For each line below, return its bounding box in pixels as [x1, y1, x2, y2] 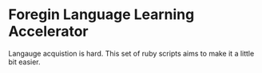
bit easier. [8, 57, 42, 67]
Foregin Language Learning [8, 6, 195, 24]
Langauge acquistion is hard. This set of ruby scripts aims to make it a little [8, 48, 255, 58]
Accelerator [8, 22, 89, 40]
